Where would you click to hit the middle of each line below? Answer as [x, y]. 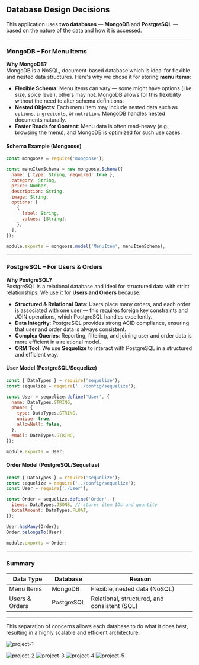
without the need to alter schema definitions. [69, 101]
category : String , [34, 180]
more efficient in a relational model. [58, 342]
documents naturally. [40, 120]
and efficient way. [36, 354]
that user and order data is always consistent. [70, 329]
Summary [21, 564]
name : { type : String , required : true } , [63, 175]
